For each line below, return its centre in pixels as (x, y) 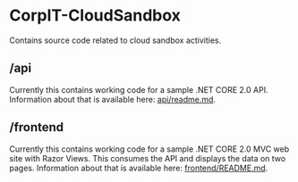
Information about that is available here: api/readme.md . (113, 99)
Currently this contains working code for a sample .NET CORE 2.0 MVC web (149, 149)
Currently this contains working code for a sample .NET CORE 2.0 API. (139, 89)
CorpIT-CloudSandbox (95, 16)
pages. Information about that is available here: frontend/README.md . (139, 168)
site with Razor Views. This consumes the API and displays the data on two (148, 158)
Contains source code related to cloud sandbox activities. (115, 40)
